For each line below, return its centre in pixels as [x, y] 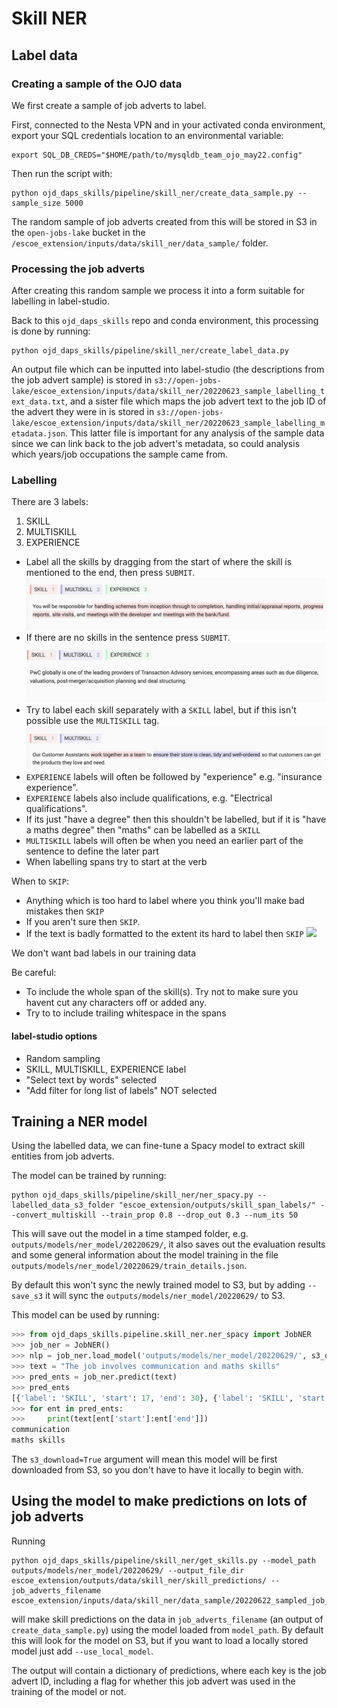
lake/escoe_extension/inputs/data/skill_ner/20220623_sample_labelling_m [168, 423]
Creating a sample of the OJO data [97, 84]
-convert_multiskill [54, 1215]
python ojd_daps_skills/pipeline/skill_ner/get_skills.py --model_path [163, 1560]
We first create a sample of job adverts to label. [109, 105]
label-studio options [54, 1036]
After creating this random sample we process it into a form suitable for [158, 291]
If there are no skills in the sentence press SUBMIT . [128, 637]
